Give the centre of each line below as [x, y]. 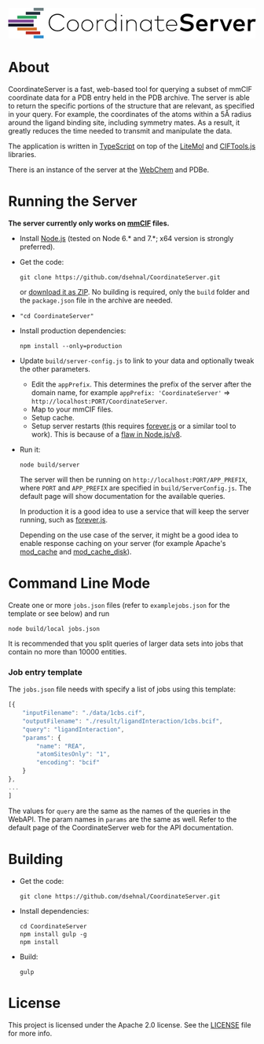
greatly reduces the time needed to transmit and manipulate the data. [120, 130]
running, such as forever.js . [64, 519]
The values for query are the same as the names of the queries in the [119, 811]
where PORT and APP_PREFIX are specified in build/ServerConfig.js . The [135, 488]
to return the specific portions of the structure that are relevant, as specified [132, 105]
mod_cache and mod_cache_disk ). [75, 551]
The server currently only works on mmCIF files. [89, 223]
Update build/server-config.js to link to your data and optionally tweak [137, 361]
